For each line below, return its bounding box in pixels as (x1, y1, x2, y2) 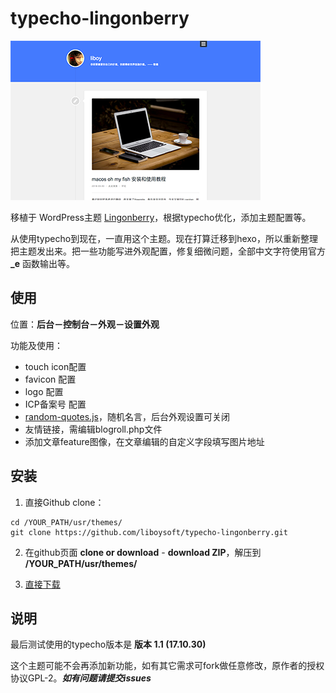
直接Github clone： (24, 496, 105, 508)
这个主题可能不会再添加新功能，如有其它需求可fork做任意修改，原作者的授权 (10, 660, 325, 672)
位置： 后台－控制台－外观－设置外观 (10, 318, 160, 330)
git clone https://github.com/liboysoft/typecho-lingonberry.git (10, 527, 288, 537)
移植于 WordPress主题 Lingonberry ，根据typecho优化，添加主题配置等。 (10, 211, 312, 223)
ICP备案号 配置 (24, 398, 87, 410)
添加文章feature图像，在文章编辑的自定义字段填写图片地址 (24, 435, 265, 447)
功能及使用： (10, 339, 63, 351)
